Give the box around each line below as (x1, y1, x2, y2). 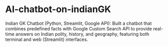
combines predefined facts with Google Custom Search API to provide (5, 25, 152, 31)
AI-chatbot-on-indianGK (5, 4, 111, 15)
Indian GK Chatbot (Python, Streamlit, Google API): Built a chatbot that (5, 20, 152, 26)
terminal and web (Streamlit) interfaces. (5, 36, 88, 42)
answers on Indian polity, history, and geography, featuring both (15, 31, 150, 37)
